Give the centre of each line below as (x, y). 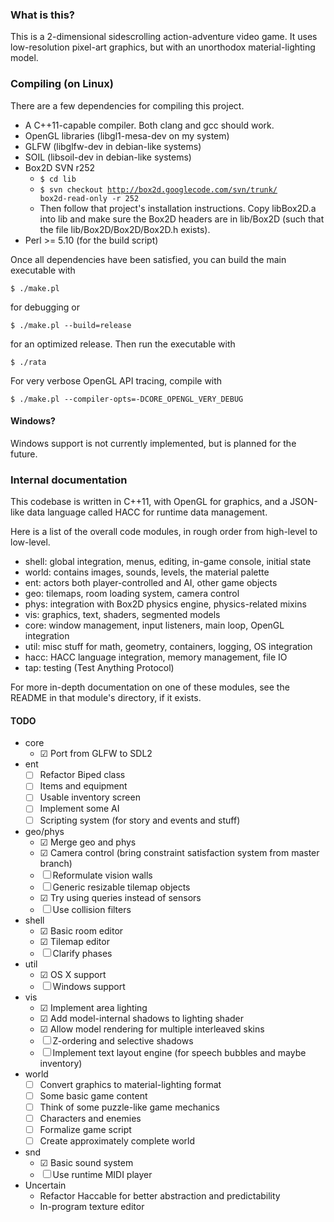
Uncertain (45, 1185)
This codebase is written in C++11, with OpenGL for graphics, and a (149, 502)
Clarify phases (82, 953)
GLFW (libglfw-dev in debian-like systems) (113, 146)
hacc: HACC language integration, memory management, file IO (156, 657)
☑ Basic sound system (86, 1162)
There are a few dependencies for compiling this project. (127, 105)
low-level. (30, 542)
